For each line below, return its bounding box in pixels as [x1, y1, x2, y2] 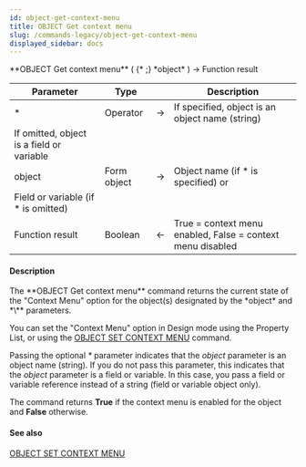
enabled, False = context [173, 229, 280, 242]
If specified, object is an [173, 101, 276, 114]
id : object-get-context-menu [9, 13, 120, 23]
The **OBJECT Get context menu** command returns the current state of [9, 285, 289, 296]
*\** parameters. [9, 305, 72, 316]
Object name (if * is [173, 165, 259, 178]
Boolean [104, 229, 140, 242]
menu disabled [173, 240, 238, 253]
